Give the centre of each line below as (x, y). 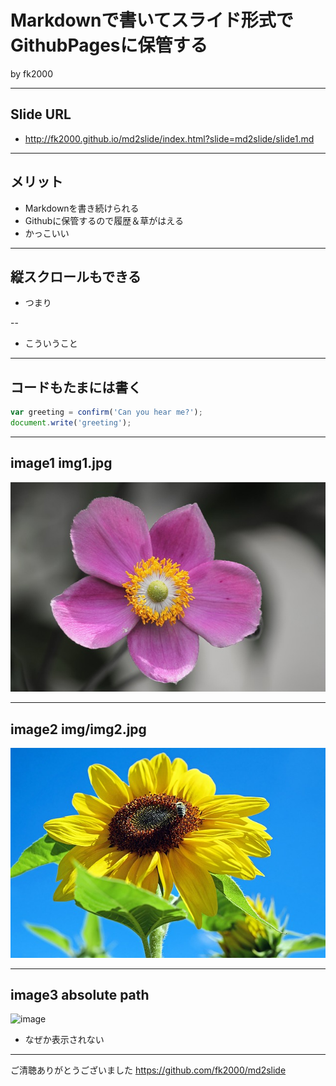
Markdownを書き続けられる (82, 208)
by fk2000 (32, 73)
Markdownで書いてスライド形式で (152, 20)
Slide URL (41, 114)
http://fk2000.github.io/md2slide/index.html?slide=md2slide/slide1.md (169, 138)
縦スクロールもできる (76, 276)
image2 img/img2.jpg (78, 729)
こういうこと (51, 343)
